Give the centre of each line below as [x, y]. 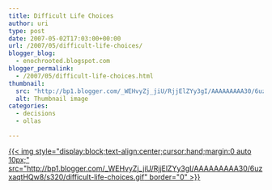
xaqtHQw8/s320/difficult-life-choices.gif [76, 177]
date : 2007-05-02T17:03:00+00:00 [65, 38]
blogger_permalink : [41, 69]
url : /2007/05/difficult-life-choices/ [76, 46]
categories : [28, 106]
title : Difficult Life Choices [61, 16]
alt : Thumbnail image [52, 99]
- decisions [36, 114]
